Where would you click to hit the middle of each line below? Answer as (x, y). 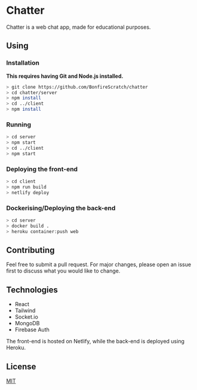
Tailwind (25, 311)
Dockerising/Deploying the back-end (61, 208)
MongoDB (27, 324)
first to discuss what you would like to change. (63, 271)
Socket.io (27, 317)
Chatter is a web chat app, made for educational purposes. (79, 27)
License (21, 366)
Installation (23, 63)
